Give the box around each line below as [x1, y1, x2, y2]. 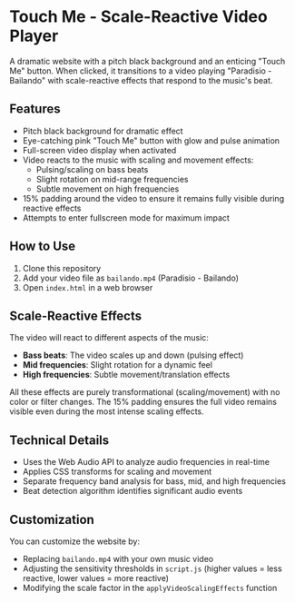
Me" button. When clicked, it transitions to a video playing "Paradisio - [9, 65, 272, 76]
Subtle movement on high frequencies [35, 183, 180, 194]
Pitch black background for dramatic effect [22, 125, 183, 136]
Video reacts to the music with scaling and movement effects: [22, 154, 254, 165]
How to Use [9, 239, 76, 254]
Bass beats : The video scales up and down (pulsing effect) [22, 350, 244, 360]
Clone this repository [22, 262, 102, 273]
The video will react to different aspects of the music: [9, 332, 209, 343]
